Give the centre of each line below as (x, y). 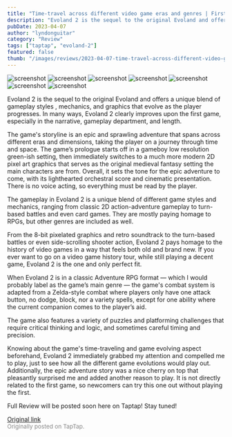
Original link (24, 419)
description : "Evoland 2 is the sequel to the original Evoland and (108, 20)
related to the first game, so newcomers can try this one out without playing (115, 385)
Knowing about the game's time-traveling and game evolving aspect (104, 348)
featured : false (30, 53)
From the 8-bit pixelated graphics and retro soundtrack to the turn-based (111, 234)
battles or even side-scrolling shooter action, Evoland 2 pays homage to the (115, 242)
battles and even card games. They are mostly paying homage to (119, 214)
